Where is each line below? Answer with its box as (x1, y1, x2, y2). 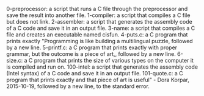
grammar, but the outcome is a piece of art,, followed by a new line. (6, 50, 176, 57)
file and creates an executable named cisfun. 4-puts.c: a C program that (6, 31, 188, 38)
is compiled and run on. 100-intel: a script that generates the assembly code (6, 63, 199, 70)
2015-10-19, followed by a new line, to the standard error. (6, 83, 150, 90)
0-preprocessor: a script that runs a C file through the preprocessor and (6, 5, 188, 12)
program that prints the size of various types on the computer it (34, 57, 194, 64)
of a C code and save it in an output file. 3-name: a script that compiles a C (6, 24, 195, 32)
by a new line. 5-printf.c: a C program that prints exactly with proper (6, 44, 178, 51)
